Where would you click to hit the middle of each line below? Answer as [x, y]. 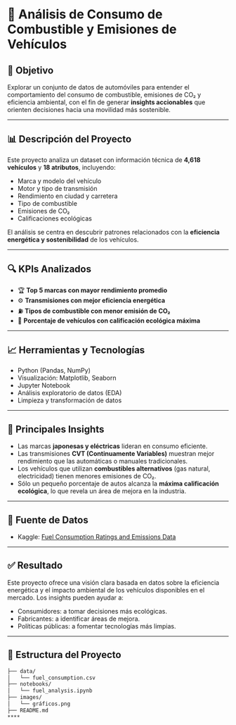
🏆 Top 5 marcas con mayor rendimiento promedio [92, 290]
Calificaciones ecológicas [55, 218]
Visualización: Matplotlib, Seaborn [67, 378]
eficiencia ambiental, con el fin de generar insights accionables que [106, 102]
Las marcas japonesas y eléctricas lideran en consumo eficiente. [112, 446]
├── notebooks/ [29, 684]
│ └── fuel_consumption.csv [52, 678]
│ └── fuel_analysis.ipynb [50, 691]
